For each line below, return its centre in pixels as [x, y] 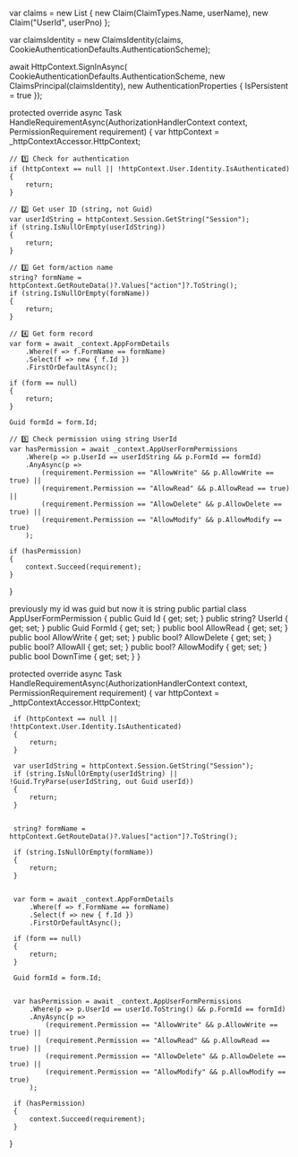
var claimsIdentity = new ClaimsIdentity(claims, [96, 40]
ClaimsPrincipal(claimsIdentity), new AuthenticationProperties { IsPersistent [149, 86]
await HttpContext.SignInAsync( [68, 67]
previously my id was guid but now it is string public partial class [128, 609]
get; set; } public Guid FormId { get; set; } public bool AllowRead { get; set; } [149, 628]
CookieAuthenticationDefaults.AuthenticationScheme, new [117, 76]
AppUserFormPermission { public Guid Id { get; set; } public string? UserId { [149, 618]
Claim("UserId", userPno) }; [60, 22]
